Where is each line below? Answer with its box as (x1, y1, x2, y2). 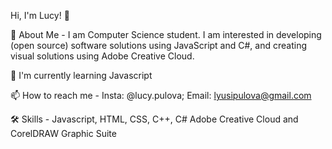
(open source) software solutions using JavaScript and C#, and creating (10, 40, 307, 51)
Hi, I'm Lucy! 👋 (10, 10, 70, 21)
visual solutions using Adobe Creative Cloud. (10, 50, 195, 62)
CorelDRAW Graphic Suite (10, 128, 117, 139)
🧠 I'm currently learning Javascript (10, 70, 153, 81)
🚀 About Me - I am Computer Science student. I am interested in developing (10, 29, 322, 40)
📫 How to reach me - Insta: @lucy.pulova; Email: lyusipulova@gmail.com (10, 90, 312, 101)
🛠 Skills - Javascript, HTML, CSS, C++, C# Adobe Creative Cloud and (10, 113, 299, 125)
